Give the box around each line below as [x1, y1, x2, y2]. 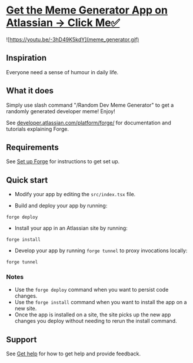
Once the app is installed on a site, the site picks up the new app [14, 311, 171, 318]
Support [6, 334, 37, 345]
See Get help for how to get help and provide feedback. [6, 350, 141, 357]
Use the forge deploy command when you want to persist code [14, 286, 169, 293]
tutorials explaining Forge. [6, 125, 69, 133]
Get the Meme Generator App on [6, 4, 168, 17]
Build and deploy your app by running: [14, 202, 108, 209]
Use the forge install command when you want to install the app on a [14, 299, 187, 306]
